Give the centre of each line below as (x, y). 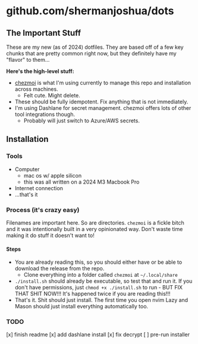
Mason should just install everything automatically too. (81, 307)
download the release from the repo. (59, 269)
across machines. (36, 89)
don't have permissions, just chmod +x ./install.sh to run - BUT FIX (99, 288)
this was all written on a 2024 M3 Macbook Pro (81, 182)
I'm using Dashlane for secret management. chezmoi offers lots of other (103, 108)
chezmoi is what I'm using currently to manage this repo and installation (103, 83)
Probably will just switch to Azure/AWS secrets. (81, 121)
